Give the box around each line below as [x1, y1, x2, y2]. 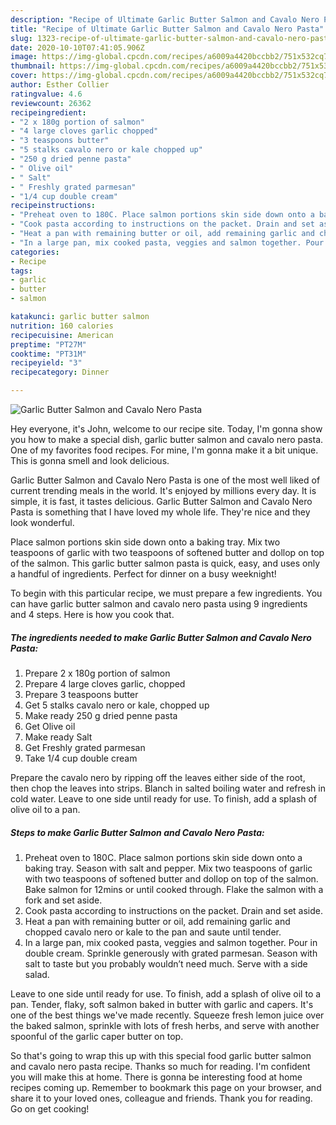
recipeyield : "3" [10, 358, 83, 368]
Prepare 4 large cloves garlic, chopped [24, 677, 186, 690]
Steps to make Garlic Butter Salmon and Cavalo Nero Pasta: [10, 826, 265, 838]
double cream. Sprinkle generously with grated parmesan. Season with [24, 947, 318, 959]
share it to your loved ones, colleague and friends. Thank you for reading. [10, 1092, 313, 1104]
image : [10, 52, 38, 62]
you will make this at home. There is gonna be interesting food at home [10, 1071, 303, 1083]
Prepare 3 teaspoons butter [24, 688, 139, 700]
